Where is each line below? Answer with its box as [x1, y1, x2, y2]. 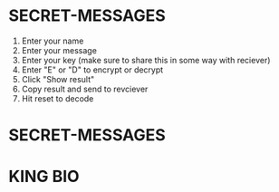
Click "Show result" [21, 73, 95, 84]
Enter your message [21, 44, 97, 55]
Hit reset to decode [21, 92, 94, 104]
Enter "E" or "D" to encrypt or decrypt [21, 64, 164, 75]
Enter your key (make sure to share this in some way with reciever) [21, 54, 271, 65]
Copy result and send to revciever [21, 83, 149, 94]
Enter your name [21, 35, 84, 46]
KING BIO [8, 167, 80, 187]
